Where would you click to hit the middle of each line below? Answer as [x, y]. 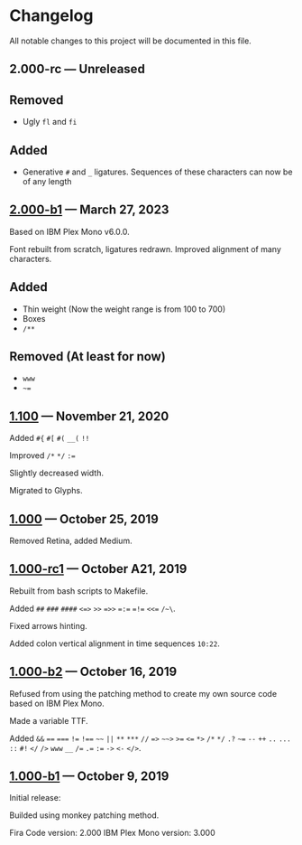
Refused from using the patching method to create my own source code [143, 693]
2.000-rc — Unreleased [78, 69]
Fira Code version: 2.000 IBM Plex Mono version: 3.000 [112, 833]
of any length [47, 181]
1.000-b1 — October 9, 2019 [89, 777]
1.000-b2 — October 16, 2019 [93, 672]
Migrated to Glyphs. [46, 491]
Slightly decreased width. [56, 473]
